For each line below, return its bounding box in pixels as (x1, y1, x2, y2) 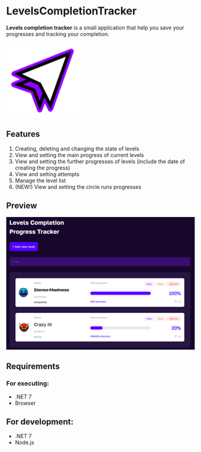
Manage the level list (14, 177, 66, 184)
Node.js (14, 439, 35, 446)
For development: (6, 417, 74, 427)
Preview (6, 201, 38, 211)
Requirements (6, 361, 60, 372)
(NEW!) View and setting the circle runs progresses (14, 183, 142, 190)
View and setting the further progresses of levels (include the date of (14, 158, 185, 165)
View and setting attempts (14, 170, 80, 177)
